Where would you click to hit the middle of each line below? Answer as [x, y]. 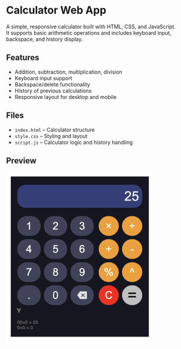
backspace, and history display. [45, 39]
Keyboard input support [43, 78]
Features [23, 57]
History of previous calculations [53, 90]
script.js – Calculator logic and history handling [74, 142]
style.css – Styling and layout [51, 136]
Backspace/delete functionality [52, 84]
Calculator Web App [56, 10]
